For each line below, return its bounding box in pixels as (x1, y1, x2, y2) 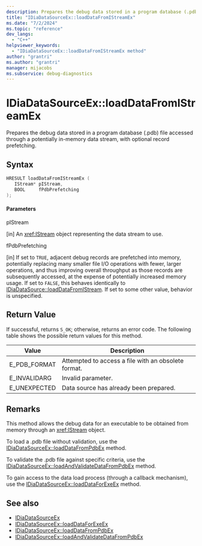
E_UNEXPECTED (9, 383, 56, 392)
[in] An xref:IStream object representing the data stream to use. (6, 230, 164, 237)
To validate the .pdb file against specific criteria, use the (6, 456, 145, 463)
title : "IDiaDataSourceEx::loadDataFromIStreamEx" (6, 14, 136, 20)
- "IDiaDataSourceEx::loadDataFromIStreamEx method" (11, 48, 147, 54)
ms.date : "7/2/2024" (6, 20, 58, 26)
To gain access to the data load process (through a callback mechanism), (6, 474, 188, 482)
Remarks (6, 404, 41, 414)
